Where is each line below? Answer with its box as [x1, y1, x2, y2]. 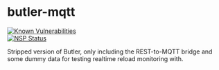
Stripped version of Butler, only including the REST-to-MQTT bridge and [7, 47, 213, 56]
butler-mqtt [7, 4, 76, 20]
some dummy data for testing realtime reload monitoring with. [7, 54, 184, 62]
